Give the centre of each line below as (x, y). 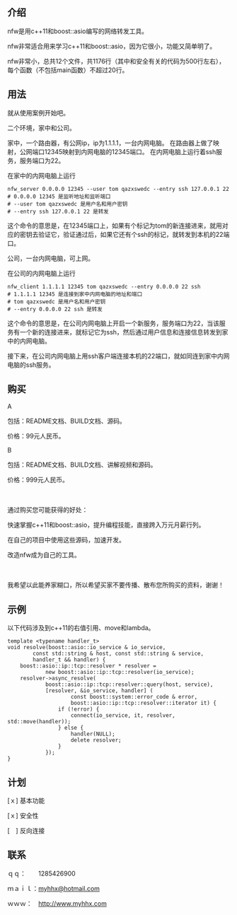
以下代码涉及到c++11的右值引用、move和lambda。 (81, 628)
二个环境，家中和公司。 (41, 128)
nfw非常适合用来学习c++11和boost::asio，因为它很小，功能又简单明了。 (112, 46)
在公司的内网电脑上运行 (41, 273)
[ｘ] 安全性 (23, 816)
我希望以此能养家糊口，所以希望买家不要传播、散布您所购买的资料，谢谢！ (116, 585)
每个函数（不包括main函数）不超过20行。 (68, 70)
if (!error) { (79, 709)
